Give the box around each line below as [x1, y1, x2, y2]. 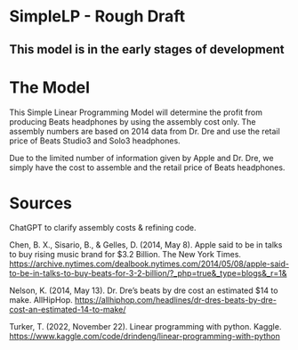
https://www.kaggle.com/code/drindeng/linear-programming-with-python [9, 331, 280, 342]
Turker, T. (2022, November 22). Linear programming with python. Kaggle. [9, 322, 282, 332]
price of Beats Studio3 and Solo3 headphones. [9, 135, 181, 146]
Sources [9, 193, 73, 213]
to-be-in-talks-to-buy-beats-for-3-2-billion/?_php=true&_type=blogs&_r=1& [9, 268, 287, 279]
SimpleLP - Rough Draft [9, 6, 185, 27]
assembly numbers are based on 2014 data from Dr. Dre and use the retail [9, 126, 280, 136]
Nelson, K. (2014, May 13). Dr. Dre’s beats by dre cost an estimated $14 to [9, 285, 278, 296]
